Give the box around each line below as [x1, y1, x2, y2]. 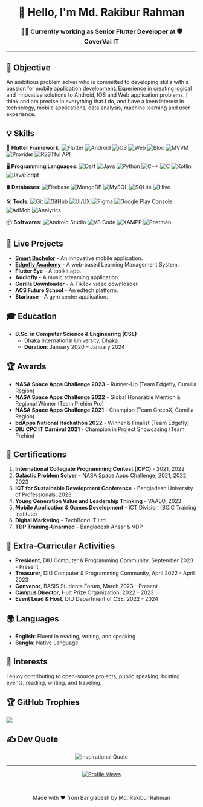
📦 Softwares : [6, 219, 42, 226]
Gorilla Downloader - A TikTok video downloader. [14, 280, 140, 287]
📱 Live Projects [6, 238, 63, 248]
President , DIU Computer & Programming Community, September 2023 [14, 557, 193, 564]
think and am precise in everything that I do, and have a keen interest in [6, 98, 184, 105]
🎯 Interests [6, 656, 48, 667]
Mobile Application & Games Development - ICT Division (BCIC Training [14, 504, 196, 511]
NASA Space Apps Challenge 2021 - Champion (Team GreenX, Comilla [14, 406, 194, 413]
